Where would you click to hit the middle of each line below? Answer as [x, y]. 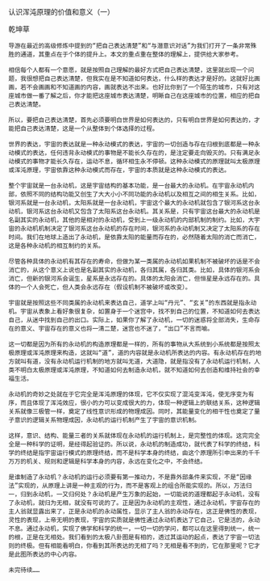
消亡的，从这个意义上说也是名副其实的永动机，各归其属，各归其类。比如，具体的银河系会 [134, 270]
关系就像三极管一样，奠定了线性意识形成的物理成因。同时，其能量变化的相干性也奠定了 [131, 411]
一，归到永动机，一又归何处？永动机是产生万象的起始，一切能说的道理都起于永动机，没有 [134, 495]
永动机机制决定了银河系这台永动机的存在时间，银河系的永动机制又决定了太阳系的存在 [140, 229]
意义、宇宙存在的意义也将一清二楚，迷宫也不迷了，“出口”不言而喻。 [116, 329]
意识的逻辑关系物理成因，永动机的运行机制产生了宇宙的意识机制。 [107, 420]
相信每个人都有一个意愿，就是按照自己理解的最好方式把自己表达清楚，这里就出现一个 [128, 70]
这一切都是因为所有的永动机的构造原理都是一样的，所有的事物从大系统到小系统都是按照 [131, 344]
